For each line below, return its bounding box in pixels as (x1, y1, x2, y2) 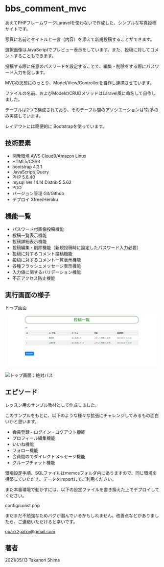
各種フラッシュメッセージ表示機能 (12, 263, 81, 269)
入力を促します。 (13, 69, 48, 75)
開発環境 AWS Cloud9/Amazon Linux (12, 153, 87, 159)
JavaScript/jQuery (12, 169, 49, 174)
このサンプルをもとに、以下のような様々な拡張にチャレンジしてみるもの (5, 412, 151, 418)
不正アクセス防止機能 (12, 275, 55, 281)
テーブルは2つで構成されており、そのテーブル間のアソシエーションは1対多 (5, 106, 154, 113)
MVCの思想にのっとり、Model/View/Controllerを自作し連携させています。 (5, 79, 154, 86)
